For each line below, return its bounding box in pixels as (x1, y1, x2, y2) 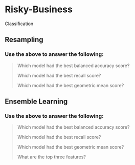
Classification (5, 20, 34, 27)
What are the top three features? (17, 154, 86, 160)
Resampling (5, 35, 44, 44)
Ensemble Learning (5, 97, 68, 106)
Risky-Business (5, 4, 73, 15)
